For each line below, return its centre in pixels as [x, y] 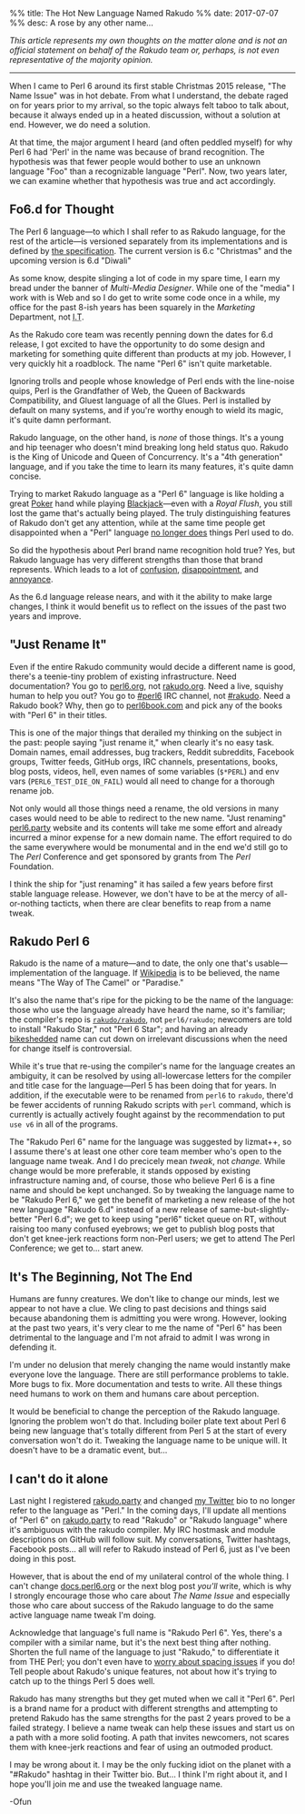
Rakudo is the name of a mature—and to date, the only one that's [131, 963]
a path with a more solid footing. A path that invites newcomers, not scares [149, 1738]
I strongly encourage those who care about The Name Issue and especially [150, 1596]
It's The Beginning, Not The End [101, 1277]
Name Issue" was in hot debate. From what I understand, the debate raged [149, 96]
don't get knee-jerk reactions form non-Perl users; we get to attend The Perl [152, 1239]
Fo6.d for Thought [62, 210]
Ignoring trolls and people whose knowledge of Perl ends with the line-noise [152, 380]
